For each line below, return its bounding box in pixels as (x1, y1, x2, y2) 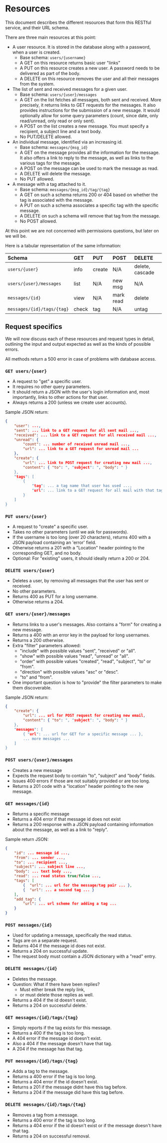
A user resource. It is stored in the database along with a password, (12, 44, 151, 50)
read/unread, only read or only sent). (19, 118, 95, 124)
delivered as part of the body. (19, 70, 81, 76)
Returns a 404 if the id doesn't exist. (12, 997, 87, 1003)
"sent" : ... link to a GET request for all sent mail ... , (14, 428, 139, 433)
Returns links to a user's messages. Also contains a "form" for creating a (12, 621, 162, 627)
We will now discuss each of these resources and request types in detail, (5, 336, 155, 342)
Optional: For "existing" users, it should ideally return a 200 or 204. (12, 555, 150, 561)
